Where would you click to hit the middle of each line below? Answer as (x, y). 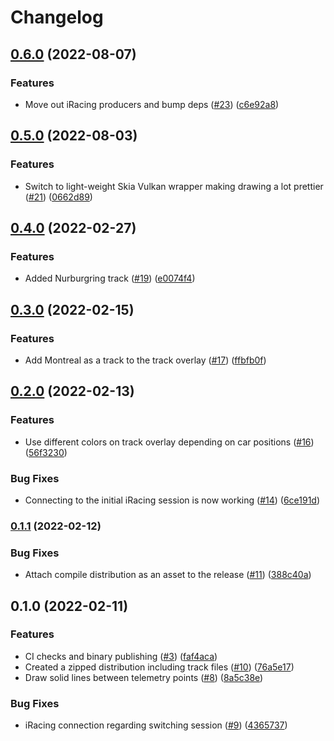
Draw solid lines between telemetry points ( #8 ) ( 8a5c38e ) (144, 677)
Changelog (57, 17)
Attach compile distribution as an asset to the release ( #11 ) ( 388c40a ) (168, 575)
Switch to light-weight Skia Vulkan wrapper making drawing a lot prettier (174, 186)
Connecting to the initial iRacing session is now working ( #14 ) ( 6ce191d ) (172, 500)
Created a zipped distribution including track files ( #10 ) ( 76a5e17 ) (159, 667)
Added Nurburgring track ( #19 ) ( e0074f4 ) (110, 278)
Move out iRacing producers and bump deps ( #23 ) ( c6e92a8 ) (152, 104)
